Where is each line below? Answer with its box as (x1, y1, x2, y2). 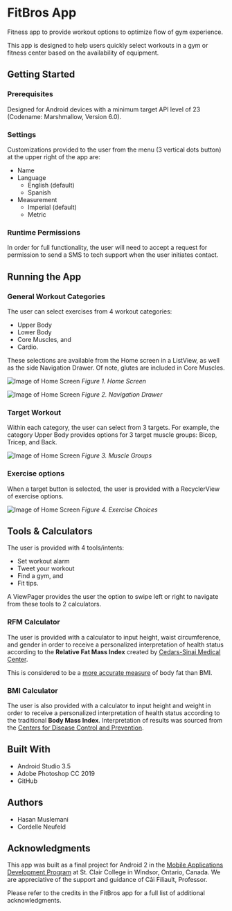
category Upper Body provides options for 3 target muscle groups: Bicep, (7, 431, 217, 439)
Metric (27, 210, 46, 219)
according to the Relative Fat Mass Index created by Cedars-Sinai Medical (7, 647, 221, 656)
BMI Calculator (7, 685, 58, 695)
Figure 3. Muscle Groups (81, 451, 152, 460)
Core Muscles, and (17, 335, 71, 343)
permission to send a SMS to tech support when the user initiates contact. (7, 251, 219, 259)
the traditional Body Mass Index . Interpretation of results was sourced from (7, 716, 223, 724)
